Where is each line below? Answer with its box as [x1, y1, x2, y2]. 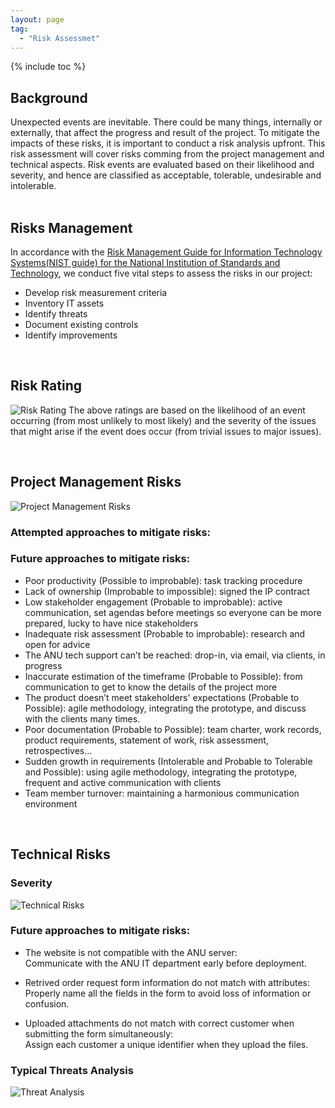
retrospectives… [24, 744, 93, 756]
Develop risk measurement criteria [24, 287, 168, 298]
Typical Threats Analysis [10, 1063, 134, 1077]
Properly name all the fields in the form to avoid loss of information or [24, 987, 312, 999]
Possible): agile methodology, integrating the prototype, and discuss [24, 702, 307, 714]
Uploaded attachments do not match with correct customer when [24, 1017, 295, 1029]
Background [10, 89, 88, 106]
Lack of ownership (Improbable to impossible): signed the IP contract [24, 585, 310, 597]
